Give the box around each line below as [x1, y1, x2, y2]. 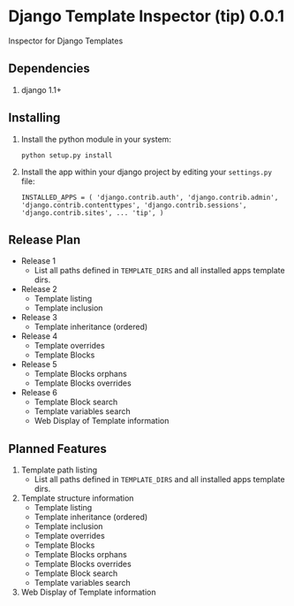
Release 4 [20, 331, 58, 341]
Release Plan [8, 232, 81, 247]
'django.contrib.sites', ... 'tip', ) [20, 208, 164, 218]
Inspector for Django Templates [8, 35, 124, 46]
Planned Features [8, 441, 108, 456]
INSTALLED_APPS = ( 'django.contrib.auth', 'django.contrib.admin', [20, 193, 279, 202]
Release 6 [20, 387, 58, 398]
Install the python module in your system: [20, 134, 171, 144]
